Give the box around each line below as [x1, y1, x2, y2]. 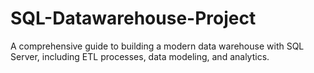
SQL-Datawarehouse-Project [10, 7, 257, 30]
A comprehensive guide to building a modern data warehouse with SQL [10, 40, 305, 52]
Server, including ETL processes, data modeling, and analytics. [10, 50, 270, 62]
